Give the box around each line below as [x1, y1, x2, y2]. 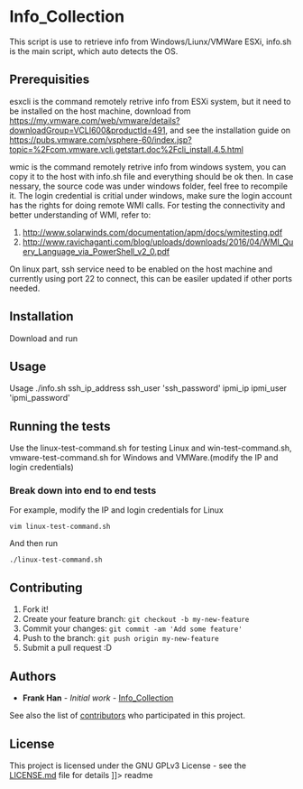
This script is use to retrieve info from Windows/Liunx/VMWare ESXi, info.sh [9, 36, 292, 47]
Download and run [9, 332, 78, 344]
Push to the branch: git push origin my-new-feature [22, 633, 219, 644]
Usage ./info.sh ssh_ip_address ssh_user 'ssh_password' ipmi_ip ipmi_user [9, 383, 287, 394]
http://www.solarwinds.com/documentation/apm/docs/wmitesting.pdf [22, 227, 283, 237]
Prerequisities [9, 72, 90, 88]
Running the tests [9, 418, 111, 434]
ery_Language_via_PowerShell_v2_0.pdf [22, 246, 170, 256]
